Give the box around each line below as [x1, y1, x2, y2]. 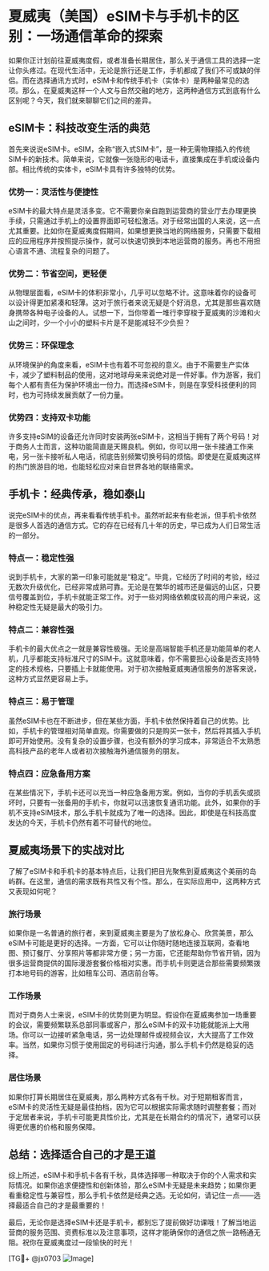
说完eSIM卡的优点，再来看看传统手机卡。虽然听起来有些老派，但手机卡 [8, 510, 243, 520]
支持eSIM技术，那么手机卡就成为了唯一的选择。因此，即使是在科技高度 [22, 807, 257, 817]
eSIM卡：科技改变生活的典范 [8, 121, 151, 135]
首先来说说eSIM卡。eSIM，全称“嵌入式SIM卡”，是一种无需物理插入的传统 [8, 144, 251, 153]
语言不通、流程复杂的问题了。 [14, 246, 114, 256]
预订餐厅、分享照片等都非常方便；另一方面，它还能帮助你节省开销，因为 [22, 948, 261, 958]
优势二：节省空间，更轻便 [8, 268, 107, 279]
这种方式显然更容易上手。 [8, 674, 93, 684]
